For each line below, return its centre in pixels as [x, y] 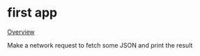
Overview [21, 32]
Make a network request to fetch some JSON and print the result [100, 45]
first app [32, 13]
